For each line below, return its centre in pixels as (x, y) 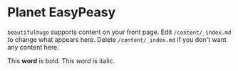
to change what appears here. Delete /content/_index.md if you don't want (117, 39)
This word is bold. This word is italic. (61, 60)
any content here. (33, 47)
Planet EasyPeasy (62, 12)
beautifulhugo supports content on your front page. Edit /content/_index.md (119, 32)
